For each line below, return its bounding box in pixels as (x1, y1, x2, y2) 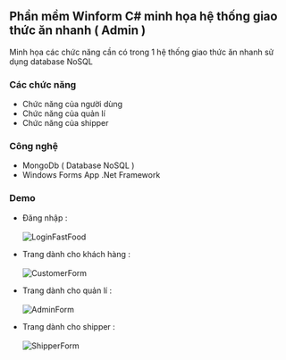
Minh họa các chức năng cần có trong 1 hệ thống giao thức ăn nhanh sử (9, 46, 274, 57)
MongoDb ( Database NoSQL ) (21, 160, 135, 171)
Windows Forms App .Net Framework (21, 170, 161, 180)
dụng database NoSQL (9, 55, 94, 67)
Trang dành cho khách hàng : (21, 248, 131, 259)
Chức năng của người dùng (21, 99, 123, 110)
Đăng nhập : (21, 212, 68, 223)
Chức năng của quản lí (21, 108, 105, 119)
